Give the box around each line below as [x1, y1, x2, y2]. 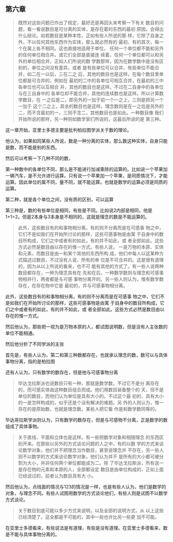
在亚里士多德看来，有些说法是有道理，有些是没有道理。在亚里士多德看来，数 [5, 525, 168, 531]
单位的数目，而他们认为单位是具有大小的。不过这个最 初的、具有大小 [18, 393, 164, 399]
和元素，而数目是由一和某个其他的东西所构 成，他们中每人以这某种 [18, 250, 160, 256]
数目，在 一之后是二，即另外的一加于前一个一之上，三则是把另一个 [22, 97, 164, 103]
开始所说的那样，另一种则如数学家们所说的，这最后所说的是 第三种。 [18, 116, 164, 122]
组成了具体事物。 [5, 423, 42, 429]
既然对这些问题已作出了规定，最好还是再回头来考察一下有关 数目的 [18, 20, 160, 26]
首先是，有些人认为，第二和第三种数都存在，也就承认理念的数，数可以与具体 [5, 352, 168, 358]
